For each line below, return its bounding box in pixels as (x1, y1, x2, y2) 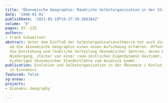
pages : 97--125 (5, 26, 37, 31)
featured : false (5, 72, 39, 77)
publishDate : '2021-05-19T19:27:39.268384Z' (5, 16, 99, 21)
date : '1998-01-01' (5, 12, 46, 17)
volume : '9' (5, 21, 30, 26)
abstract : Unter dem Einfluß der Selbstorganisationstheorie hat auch (5, 40, 155, 45)
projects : (5, 81, 26, 86)
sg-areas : (5, 77, 26, 82)
